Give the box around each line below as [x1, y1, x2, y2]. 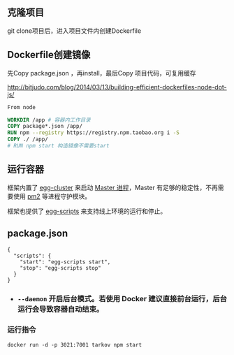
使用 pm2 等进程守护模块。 [13, 191, 92, 201]
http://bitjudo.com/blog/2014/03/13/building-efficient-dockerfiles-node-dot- [7, 82, 227, 91]
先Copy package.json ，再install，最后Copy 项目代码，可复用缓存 [7, 68, 197, 77]
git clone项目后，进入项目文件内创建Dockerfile [7, 27, 142, 35]
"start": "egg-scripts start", [20, 258, 111, 266]
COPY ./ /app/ [7, 136, 49, 143]
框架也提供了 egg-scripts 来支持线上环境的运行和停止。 [7, 207, 167, 215]
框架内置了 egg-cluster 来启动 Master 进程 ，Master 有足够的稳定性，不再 [7, 183, 218, 191]
